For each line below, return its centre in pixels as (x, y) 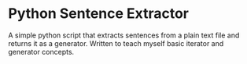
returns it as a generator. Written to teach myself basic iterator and (116, 43)
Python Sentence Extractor (98, 14)
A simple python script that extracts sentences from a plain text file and (124, 35)
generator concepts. (41, 52)
